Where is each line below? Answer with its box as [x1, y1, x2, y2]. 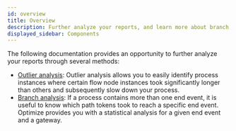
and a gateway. [17, 116, 62, 125]
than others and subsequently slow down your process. [17, 86, 180, 94]
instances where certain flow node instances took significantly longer [17, 79, 220, 87]
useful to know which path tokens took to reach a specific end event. [17, 101, 219, 110]
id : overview [7, 10, 46, 18]
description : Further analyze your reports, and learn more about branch [7, 23, 230, 30]
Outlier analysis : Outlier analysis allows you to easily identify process [17, 71, 219, 79]
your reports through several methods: [7, 57, 120, 66]
